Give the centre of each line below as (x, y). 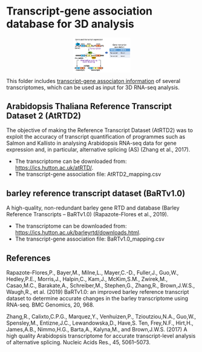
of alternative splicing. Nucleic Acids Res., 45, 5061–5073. (79, 342)
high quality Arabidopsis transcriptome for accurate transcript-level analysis (101, 336)
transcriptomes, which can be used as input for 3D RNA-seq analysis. (93, 87)
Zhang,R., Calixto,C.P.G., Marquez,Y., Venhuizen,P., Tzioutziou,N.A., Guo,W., (101, 316)
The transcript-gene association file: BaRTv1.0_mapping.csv (90, 239)
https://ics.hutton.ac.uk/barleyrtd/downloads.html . (78, 233)
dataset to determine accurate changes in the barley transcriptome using (97, 298)
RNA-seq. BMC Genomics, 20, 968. (50, 305)
